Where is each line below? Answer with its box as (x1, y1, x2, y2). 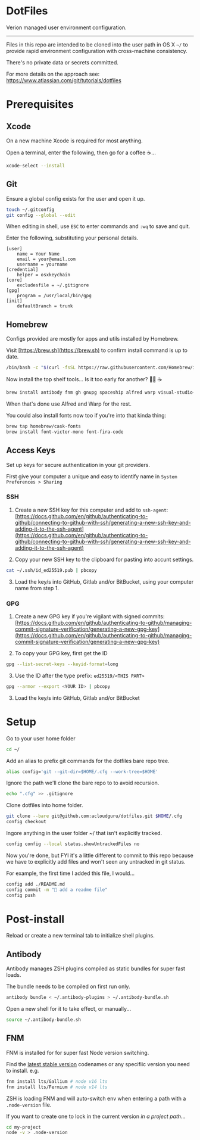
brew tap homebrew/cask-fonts (6, 423, 82, 429)
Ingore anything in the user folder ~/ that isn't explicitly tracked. (6, 830, 162, 837)
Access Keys (6, 446, 55, 456)
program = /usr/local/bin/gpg (17, 293, 92, 299)
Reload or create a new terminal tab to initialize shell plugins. (6, 932, 155, 939)
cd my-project (6, 1124, 42, 1130)
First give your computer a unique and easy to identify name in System (6, 472, 177, 480)
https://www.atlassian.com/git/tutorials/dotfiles (6, 76, 122, 84)
